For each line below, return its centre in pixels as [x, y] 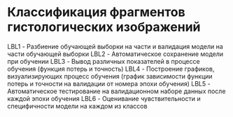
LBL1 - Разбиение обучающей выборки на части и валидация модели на [115, 46]
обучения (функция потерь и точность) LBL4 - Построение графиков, [111, 69]
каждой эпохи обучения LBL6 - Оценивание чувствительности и [104, 98]
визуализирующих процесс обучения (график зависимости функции [110, 76]
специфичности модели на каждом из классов [77, 106]
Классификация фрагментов [96, 12]
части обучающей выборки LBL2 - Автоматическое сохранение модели [115, 54]
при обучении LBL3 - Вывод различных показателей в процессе [104, 61]
